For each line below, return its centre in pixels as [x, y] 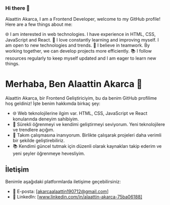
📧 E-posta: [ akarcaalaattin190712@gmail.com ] [61, 191]
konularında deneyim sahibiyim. [46, 119]
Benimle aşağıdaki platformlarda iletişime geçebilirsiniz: [63, 182]
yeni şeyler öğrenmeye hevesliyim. [49, 153]
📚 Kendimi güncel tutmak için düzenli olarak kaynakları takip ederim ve [87, 146]
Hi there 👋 [18, 8]
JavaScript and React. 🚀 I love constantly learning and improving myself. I [82, 40]
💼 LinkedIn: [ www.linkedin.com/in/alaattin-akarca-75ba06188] [77, 197]
